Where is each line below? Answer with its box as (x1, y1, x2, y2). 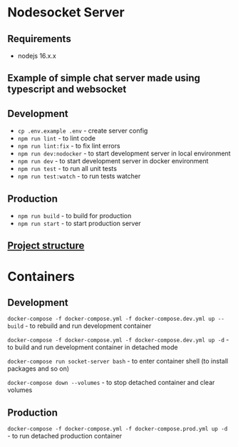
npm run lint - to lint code (17, 134, 96, 143)
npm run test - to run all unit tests (17, 165, 118, 173)
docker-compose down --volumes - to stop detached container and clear (7, 379, 215, 387)
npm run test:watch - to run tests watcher (17, 172, 141, 180)
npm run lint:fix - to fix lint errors (17, 142, 120, 150)
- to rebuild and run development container (24, 322, 152, 330)
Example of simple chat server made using (7, 72, 201, 84)
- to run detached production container (7, 432, 123, 441)
